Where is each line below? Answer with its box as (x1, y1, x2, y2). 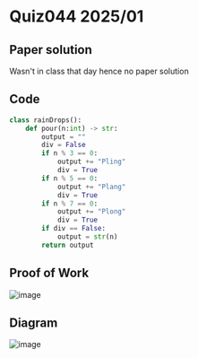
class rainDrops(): (9, 115, 82, 125)
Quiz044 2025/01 (9, 6, 144, 27)
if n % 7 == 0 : (41, 199, 99, 208)
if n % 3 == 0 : (41, 149, 99, 158)
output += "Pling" (56, 157, 126, 167)
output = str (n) (56, 232, 118, 241)
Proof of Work (9, 266, 90, 281)
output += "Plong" (56, 207, 126, 216)
